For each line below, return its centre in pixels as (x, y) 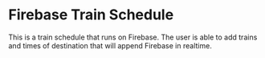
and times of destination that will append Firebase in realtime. (110, 45)
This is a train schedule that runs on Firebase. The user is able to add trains (133, 37)
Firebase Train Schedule (91, 15)
